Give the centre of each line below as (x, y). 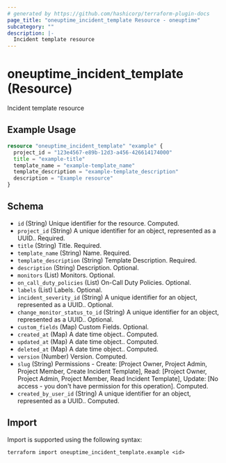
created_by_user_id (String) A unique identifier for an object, (104, 393)
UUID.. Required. (41, 238)
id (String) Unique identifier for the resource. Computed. (98, 223)
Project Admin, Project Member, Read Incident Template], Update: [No (118, 378)
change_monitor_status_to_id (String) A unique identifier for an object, (118, 312)
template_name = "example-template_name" (74, 165)
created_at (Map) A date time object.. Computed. (88, 334)
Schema (25, 206)
